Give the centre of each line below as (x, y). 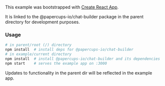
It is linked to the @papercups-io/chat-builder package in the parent (74, 17)
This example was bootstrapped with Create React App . (62, 7)
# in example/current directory (38, 54)
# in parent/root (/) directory (38, 45)
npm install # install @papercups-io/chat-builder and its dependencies (83, 59)
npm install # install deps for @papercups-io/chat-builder (69, 50)
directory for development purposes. (42, 22)
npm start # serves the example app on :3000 (56, 63)
